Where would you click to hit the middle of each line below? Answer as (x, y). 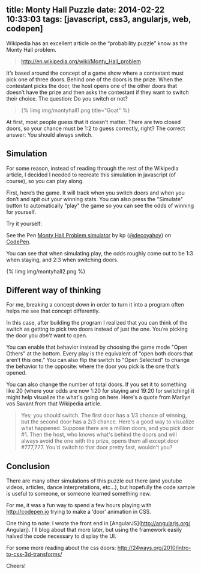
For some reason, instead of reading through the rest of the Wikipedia (92, 168)
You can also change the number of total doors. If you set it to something (97, 384)
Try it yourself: (24, 223)
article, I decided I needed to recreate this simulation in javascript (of (91, 175)
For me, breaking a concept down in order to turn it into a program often (95, 305)
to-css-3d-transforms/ (34, 554)
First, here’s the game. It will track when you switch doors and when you (95, 193)
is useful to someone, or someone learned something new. (79, 494)
